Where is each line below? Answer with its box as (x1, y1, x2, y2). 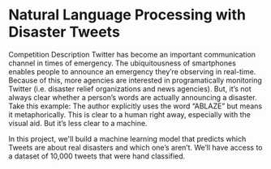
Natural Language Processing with (8, 6, 246, 24)
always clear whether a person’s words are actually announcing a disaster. (8, 92, 257, 102)
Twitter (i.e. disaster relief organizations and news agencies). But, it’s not (8, 83, 252, 94)
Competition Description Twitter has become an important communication (8, 49, 256, 59)
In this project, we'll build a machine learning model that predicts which (8, 133, 247, 143)
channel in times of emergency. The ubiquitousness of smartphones (8, 58, 237, 68)
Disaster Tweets (8, 23, 120, 41)
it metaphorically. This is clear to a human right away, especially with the (8, 109, 252, 119)
